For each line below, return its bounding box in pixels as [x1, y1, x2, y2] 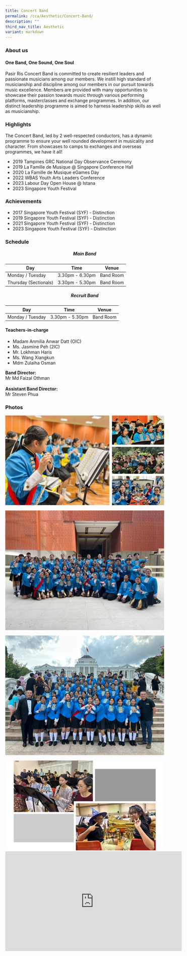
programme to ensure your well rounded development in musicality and [5, 138, 154, 144]
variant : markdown [5, 29, 44, 35]
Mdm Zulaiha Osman [12, 360, 56, 366]
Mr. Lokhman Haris [12, 349, 52, 355]
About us [5, 47, 28, 54]
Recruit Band [71, 292, 99, 298]
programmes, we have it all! [5, 148, 63, 154]
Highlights [5, 121, 31, 128]
